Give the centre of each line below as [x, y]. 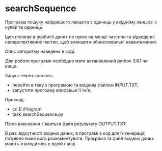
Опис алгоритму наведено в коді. [40, 51]
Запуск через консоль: [29, 75]
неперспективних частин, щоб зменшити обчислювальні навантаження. [81, 42]
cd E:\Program [27, 109]
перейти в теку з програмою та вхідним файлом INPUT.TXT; [75, 85]
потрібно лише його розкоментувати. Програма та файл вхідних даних [80, 138]
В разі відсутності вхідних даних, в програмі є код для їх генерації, [75, 133]
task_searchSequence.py [38, 114]
